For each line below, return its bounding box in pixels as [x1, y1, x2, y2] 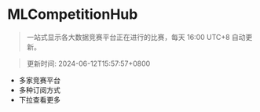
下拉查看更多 [18, 95, 60, 104]
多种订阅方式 [18, 85, 60, 95]
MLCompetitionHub [7, 5, 138, 23]
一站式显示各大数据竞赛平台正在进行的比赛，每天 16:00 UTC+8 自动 [26, 32, 246, 42]
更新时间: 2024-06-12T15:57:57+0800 [26, 59, 151, 68]
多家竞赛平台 [18, 75, 60, 85]
